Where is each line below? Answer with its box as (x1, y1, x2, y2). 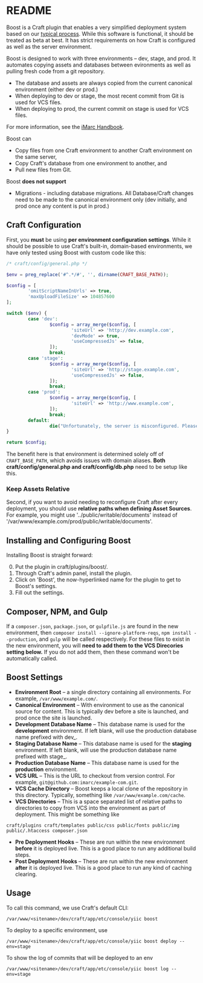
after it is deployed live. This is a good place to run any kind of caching (14, 864, 192, 871)
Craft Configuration (6, 220, 82, 230)
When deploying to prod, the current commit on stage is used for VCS (14, 105, 189, 112)
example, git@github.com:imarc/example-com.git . (14, 778, 139, 786)
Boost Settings (6, 672, 63, 683)
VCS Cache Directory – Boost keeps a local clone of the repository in (14, 785, 188, 792)
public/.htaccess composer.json (6, 827, 88, 833)
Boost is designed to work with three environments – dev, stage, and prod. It (6, 55, 196, 62)
